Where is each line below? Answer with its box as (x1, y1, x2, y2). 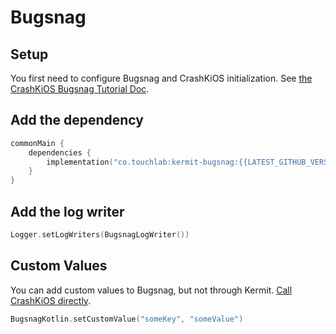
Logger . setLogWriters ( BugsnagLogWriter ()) (10, 230, 190, 240)
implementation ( (46, 157, 114, 167)
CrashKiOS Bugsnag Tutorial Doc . (10, 83, 150, 95)
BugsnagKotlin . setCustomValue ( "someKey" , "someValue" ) (10, 314, 244, 324)
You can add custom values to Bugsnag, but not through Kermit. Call (10, 284, 293, 296)
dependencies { (28, 147, 92, 158)
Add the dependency (10, 112, 144, 129)
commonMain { (10, 138, 65, 148)
